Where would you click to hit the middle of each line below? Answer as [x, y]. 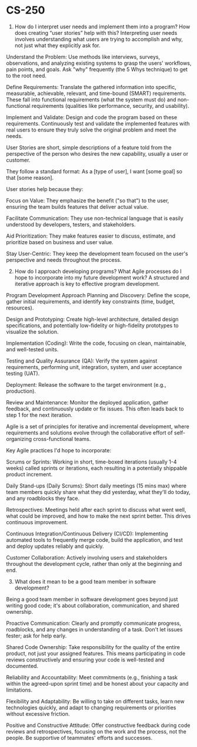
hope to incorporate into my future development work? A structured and [102, 277]
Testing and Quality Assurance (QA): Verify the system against [82, 361]
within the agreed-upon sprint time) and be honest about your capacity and [98, 683]
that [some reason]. [30, 177]
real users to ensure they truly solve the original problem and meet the [91, 130]
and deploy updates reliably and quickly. [55, 546]
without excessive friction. [38, 713]
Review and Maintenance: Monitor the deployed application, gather [87, 402]
